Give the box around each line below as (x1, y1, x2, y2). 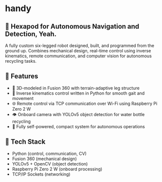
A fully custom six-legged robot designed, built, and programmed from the (5, 43, 155, 49)
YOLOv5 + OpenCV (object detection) (12, 161, 88, 166)
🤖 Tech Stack (5, 138, 46, 146)
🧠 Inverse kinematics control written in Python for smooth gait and (12, 90, 145, 96)
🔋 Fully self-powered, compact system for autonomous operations (12, 123, 145, 129)
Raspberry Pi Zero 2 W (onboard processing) (12, 166, 103, 172)
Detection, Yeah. (5, 30, 57, 38)
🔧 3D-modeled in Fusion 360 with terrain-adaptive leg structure (12, 85, 140, 91)
